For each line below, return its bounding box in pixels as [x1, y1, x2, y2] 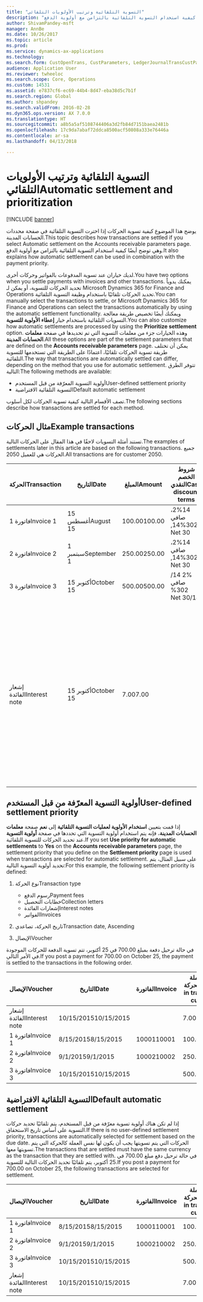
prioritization [6, 195, 73, 209]
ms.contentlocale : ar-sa [6, 133, 69, 139]
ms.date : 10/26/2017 [6, 31, 59, 38]
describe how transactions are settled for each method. [6, 404, 145, 411]
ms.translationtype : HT [6, 116, 66, 122]
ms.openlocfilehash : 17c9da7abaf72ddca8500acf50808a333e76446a [6, 127, 169, 133]
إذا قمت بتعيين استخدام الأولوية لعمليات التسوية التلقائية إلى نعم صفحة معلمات [6, 823, 181, 830]
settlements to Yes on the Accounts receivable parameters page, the [6, 842, 182, 850]
